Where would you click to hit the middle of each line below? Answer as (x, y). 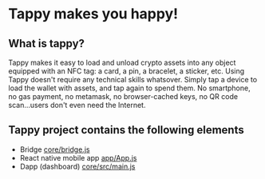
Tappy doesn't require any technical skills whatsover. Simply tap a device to (133, 80)
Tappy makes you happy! (93, 14)
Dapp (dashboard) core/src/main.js (77, 166)
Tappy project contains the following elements (127, 130)
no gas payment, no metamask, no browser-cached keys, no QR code (123, 96)
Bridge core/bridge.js (55, 149)
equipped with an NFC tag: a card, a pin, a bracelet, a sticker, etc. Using (127, 71)
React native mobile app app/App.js (78, 157)
